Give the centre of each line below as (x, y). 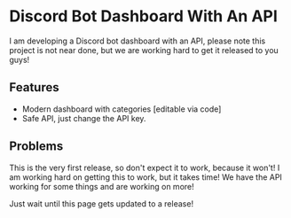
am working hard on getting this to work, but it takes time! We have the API (145, 177)
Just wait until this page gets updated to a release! (101, 203)
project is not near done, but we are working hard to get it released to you (144, 50)
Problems (36, 147)
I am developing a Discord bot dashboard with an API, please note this (138, 41)
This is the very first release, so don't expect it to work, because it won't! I (145, 167)
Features (34, 87)
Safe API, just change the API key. (84, 118)
